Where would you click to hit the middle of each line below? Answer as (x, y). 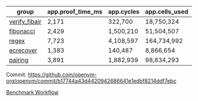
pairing (19, 60)
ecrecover (23, 50)
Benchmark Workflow (32, 92)
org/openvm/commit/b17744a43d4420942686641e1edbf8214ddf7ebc (91, 81)
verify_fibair (25, 22)
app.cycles (124, 12)
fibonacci (22, 31)
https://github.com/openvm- (62, 74)
